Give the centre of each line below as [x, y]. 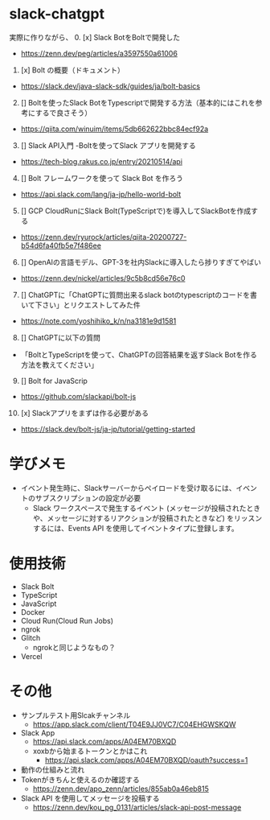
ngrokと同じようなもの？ [74, 647]
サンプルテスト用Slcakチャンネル [76, 715]
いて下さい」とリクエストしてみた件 [80, 305]
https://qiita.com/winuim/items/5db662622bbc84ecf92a [115, 129]
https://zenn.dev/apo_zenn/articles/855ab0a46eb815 [121, 789]
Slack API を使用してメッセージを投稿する [90, 798]
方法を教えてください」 [59, 365]
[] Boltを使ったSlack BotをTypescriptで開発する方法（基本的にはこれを [138, 102]
